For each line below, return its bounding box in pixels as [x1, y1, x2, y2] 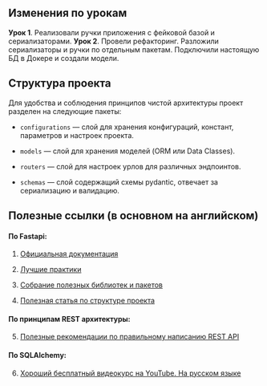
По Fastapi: [8, 231, 47, 241]
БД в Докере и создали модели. [8, 53, 119, 63]
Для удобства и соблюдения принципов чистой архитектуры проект [8, 98, 244, 108]
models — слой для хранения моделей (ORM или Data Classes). [19, 146, 235, 156]
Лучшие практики [19, 265, 82, 274]
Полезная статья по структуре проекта [19, 296, 155, 306]
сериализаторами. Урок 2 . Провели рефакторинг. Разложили [8, 36, 219, 46]
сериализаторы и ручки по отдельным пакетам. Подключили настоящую [8, 44, 260, 55]
